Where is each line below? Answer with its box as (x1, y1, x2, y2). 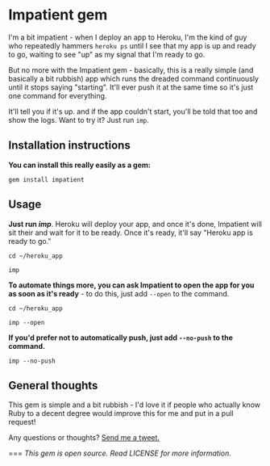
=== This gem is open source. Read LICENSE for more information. (8, 448, 231, 458)
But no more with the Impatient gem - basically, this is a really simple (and (8, 65, 254, 74)
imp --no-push (8, 357, 56, 365)
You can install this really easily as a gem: (8, 160, 151, 170)
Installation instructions (8, 139, 131, 153)
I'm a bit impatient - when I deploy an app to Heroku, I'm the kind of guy (8, 32, 247, 42)
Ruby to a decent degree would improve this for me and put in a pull (8, 409, 234, 418)
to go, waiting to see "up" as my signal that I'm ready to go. (8, 49, 206, 59)
